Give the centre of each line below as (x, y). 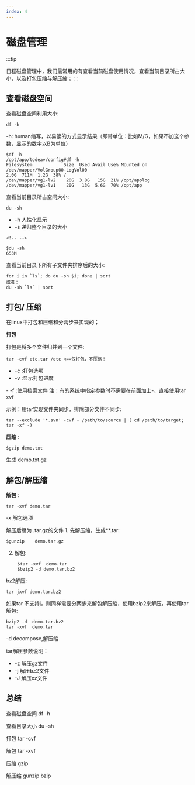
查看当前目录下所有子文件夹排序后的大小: (55, 265)
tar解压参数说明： (27, 651)
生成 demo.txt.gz (26, 460)
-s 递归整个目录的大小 (41, 227)
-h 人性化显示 (31, 220)
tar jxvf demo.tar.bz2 (34, 592)
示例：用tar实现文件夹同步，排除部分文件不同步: (64, 409)
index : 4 (17, 11)
